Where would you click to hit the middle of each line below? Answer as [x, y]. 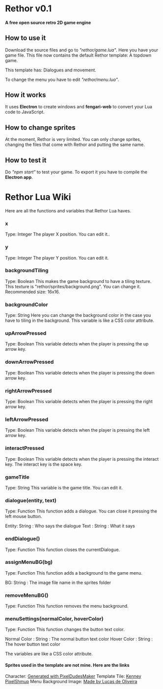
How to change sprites [40, 127]
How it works [26, 95]
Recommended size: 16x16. [32, 292]
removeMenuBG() [27, 595]
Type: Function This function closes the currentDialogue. [63, 550]
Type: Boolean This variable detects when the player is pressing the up [77, 344]
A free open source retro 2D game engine [48, 22]
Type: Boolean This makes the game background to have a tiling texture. [78, 281]
